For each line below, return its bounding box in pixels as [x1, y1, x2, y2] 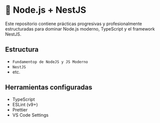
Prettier [12, 107, 28, 113]
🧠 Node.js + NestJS [5, 4, 87, 16]
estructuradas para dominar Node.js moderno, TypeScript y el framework [5, 26, 155, 31]
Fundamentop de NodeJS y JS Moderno [12, 59, 88, 64]
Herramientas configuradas [5, 83, 93, 92]
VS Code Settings [12, 112, 49, 118]
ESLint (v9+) [12, 101, 38, 107]
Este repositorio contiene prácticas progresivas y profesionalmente [5, 21, 142, 27]
